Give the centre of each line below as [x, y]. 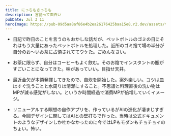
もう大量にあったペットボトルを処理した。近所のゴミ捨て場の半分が [93, 46]
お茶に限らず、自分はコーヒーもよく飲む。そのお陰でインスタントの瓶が [88, 63]
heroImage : [17, 24]
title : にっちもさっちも [28, 10]
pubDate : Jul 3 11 [25, 19]
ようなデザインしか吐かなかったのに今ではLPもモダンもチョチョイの [93, 122]
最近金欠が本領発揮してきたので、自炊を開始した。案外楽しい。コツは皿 [88, 80]
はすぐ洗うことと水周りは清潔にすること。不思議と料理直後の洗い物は [86, 86]
